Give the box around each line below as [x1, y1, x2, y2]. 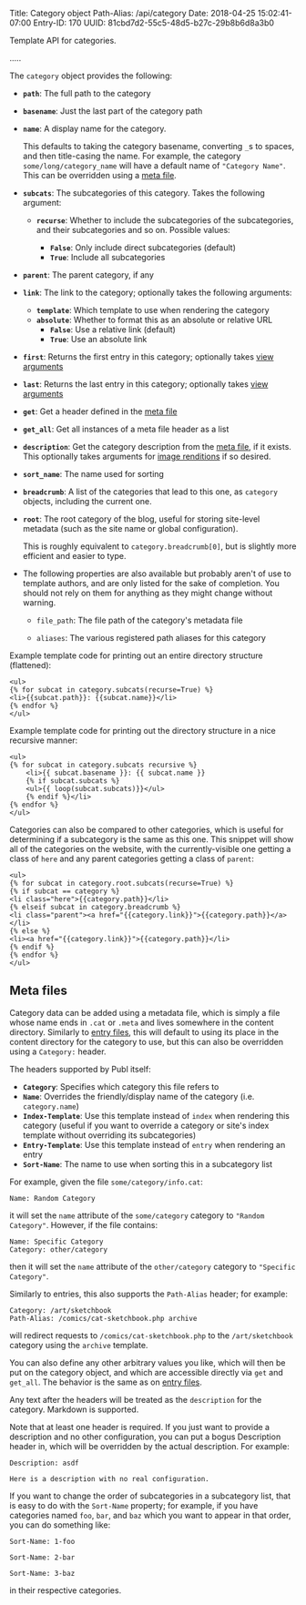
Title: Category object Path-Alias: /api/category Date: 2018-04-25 [9, 8, 257, 18]
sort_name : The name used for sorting [22, 469, 164, 479]
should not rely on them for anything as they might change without [22, 587, 273, 598]
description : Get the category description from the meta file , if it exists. [22, 442, 291, 452]
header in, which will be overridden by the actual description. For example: [9, 1440, 290, 1451]
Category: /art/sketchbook [9, 1305, 112, 1315]
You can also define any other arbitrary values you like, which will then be [9, 1356, 286, 1368]
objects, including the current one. [22, 496, 152, 506]
